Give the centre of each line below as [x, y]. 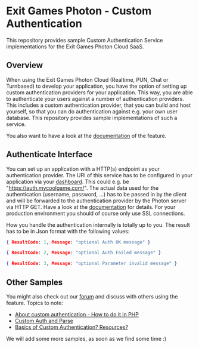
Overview [25, 65]
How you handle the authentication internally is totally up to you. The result [98, 224]
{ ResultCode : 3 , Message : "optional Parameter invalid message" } [92, 264]
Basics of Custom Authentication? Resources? [71, 327]
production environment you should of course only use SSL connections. [96, 213]
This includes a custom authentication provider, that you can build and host [99, 105]
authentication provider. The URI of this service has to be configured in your [99, 175]
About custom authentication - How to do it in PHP [77, 314]
